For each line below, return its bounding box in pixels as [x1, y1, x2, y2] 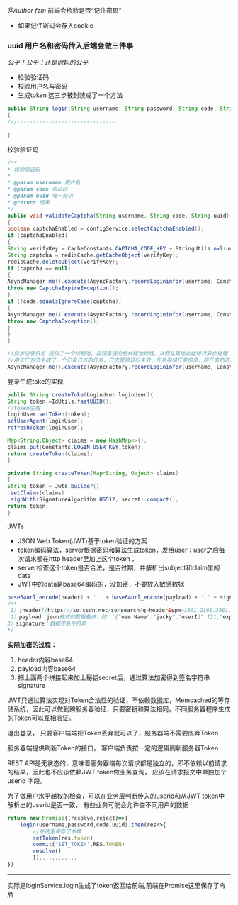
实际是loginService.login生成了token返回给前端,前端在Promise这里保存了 [7, 881, 220, 889]
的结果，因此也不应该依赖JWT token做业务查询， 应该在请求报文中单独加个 [7, 767, 227, 776]
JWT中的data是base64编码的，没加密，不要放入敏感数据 [17, 579, 185, 588]
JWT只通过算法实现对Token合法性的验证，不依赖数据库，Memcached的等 [7, 696, 225, 704]
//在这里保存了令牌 [33, 828, 81, 835]
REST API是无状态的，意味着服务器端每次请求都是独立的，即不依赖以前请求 [7, 758, 227, 767]
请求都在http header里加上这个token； [23, 554, 137, 562]
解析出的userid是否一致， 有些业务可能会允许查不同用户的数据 [7, 800, 189, 809]
